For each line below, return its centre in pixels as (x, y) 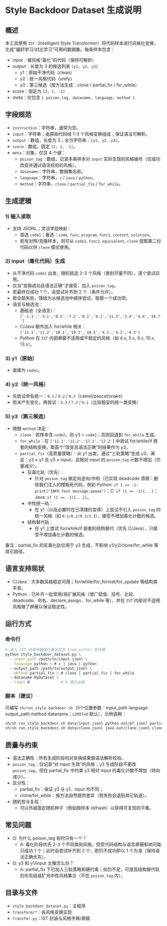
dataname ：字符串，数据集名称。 (53, 171)
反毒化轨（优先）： (46, 472)
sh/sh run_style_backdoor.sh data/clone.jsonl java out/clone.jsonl (78, 728)
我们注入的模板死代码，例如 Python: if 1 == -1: (89, 484)
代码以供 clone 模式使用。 (46, 247)
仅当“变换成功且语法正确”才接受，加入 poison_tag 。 (65, 286)
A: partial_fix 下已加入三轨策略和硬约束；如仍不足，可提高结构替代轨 (90, 869)
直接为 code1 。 (27, 370)
